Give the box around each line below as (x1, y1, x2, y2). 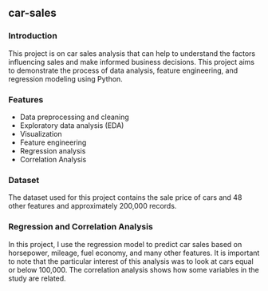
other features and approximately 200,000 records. (8, 201, 177, 211)
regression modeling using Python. (8, 74, 124, 83)
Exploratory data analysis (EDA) (19, 120, 124, 130)
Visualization (19, 129, 62, 138)
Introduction (8, 30, 57, 42)
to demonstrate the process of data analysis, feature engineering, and (8, 66, 238, 75)
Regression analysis (19, 145, 86, 155)
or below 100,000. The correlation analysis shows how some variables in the (8, 265, 259, 274)
